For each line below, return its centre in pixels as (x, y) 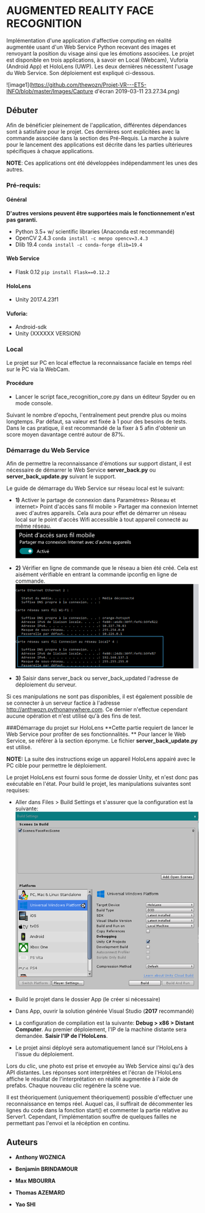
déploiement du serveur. (46, 685)
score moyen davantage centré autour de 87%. (66, 434)
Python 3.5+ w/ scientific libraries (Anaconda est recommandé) (95, 231)
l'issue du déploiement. (45, 1054)
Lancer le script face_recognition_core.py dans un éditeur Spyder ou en (105, 397)
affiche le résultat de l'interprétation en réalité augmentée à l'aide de (92, 1079)
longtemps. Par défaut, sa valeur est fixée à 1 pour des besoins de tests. (97, 421)
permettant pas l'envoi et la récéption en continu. (68, 1123)
